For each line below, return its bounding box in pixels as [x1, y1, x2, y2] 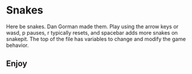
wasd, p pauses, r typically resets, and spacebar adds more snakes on [6, 29, 178, 36]
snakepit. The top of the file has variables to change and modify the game [6, 35, 186, 42]
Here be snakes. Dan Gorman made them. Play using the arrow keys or [6, 23, 179, 30]
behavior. [6, 42, 29, 49]
